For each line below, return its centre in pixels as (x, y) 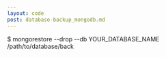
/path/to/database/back (40, 46)
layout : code (26, 13)
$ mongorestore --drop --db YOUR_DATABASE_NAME (83, 39)
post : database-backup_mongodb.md (56, 20)
